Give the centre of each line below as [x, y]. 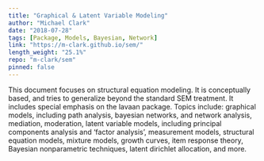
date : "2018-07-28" [40, 30]
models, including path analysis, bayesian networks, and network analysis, [130, 115]
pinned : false [32, 67]
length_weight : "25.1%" [48, 52]
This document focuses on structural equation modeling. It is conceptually [130, 90]
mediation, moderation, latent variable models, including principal [115, 123]
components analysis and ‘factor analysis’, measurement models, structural [131, 132]
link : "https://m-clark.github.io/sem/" [76, 45]
